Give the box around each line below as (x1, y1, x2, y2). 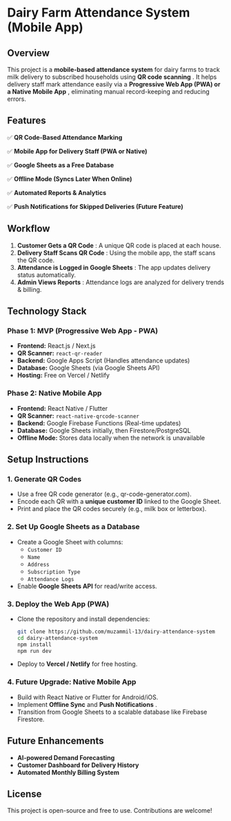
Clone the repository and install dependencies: (17, 614, 150, 623)
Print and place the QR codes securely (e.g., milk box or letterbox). (17, 505, 207, 513)
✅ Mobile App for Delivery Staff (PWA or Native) (7, 147, 148, 155)
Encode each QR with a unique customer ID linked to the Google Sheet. (17, 497, 222, 506)
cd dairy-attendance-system (17, 634, 98, 641)
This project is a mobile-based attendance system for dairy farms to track (7, 66, 221, 73)
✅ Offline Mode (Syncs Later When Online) (7, 174, 132, 183)
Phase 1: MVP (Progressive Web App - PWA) (7, 326, 159, 335)
